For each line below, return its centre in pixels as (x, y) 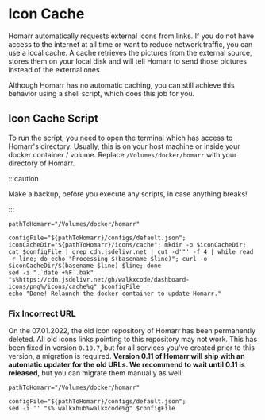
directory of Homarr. (42, 163)
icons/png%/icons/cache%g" (53, 286)
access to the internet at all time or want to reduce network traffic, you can (131, 44)
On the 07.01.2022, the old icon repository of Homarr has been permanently (132, 331)
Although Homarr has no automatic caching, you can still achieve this (122, 85)
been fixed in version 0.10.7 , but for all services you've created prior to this (132, 348)
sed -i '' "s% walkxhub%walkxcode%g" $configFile (92, 409)
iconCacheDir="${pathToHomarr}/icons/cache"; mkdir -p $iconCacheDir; (127, 245)
